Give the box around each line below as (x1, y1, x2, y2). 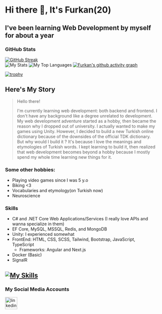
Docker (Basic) (12, 252, 42, 258)
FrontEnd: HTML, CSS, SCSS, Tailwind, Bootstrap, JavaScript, (12, 236, 136, 242)
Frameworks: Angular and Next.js (19, 247, 86, 253)
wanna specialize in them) (12, 221, 65, 227)
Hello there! (16, 98, 40, 104)
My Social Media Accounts (5, 286, 69, 293)
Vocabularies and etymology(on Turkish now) (12, 187, 103, 193)
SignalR (12, 257, 28, 263)
